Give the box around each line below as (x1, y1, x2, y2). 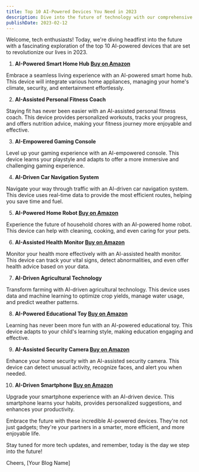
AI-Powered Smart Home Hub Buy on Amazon (14, 60, 131, 67)
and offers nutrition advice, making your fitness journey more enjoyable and (6, 120, 192, 127)
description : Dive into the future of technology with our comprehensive (6, 14, 193, 20)
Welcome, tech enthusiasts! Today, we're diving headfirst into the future (6, 36, 182, 43)
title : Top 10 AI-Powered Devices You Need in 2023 (6, 8, 137, 15)
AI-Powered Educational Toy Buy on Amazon (14, 310, 128, 317)
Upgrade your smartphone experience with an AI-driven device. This (6, 393, 175, 401)
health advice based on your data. (6, 263, 90, 270)
